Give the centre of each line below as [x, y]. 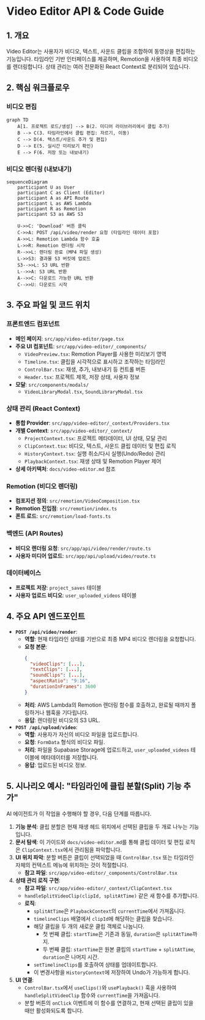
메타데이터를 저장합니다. [69, 757]
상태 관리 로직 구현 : [38, 880]
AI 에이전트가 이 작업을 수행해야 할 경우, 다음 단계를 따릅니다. [79, 813]
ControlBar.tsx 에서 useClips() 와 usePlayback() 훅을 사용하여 [100, 988]
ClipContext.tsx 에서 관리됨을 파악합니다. [72, 850]
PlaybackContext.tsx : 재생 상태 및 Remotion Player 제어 [93, 461]
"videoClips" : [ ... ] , [58, 664]
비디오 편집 [22, 107]
